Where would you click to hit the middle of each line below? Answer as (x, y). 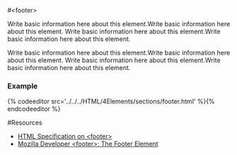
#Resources (25, 122)
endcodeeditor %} (34, 109)
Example (23, 86)
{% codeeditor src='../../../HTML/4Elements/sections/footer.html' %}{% (111, 101)
